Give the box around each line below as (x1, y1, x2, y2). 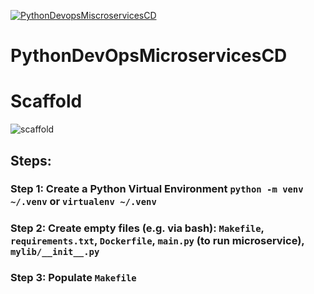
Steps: (10, 152, 52, 169)
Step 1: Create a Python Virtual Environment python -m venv (10, 182, 304, 196)
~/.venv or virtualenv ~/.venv (10, 195, 157, 209)
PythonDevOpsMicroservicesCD (10, 45, 288, 67)
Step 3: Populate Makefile (10, 271, 137, 285)
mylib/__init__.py (10, 246, 100, 258)
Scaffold (10, 90, 83, 113)
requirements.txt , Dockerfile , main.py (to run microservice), (10, 234, 305, 248)
